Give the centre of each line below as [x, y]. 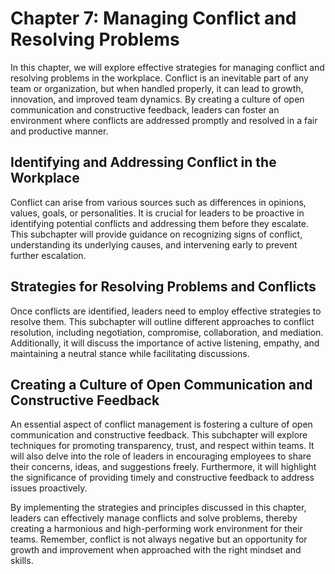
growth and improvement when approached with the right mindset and [156, 550]
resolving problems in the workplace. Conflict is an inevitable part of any [159, 78]
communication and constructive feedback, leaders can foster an [145, 109]
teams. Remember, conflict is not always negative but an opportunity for [159, 539]
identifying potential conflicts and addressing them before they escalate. [160, 223]
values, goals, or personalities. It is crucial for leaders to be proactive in [157, 213]
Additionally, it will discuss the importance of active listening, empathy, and [165, 343]
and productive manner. [59, 131]
